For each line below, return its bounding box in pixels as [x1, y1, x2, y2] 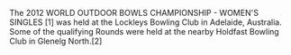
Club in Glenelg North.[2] [9, 35, 103, 46]
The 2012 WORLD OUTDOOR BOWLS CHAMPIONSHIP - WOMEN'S [9, 8, 259, 18]
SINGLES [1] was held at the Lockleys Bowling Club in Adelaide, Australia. [9, 17, 282, 27]
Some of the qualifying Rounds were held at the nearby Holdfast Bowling [9, 27, 279, 36]
